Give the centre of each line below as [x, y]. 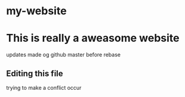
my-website [36, 11]
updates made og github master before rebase [64, 55]
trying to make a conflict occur [44, 87]
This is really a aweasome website [93, 38]
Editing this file [35, 73]
